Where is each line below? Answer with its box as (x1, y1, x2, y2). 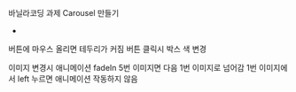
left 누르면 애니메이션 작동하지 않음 (17, 73, 138, 84)
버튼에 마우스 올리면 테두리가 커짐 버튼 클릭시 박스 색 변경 (8, 43, 207, 54)
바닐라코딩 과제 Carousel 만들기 (8, 8, 120, 18)
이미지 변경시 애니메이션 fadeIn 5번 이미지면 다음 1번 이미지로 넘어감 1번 (8, 63, 258, 73)
